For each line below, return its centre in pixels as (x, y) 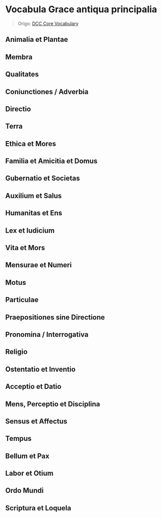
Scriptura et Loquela (38, 508)
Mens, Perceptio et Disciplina (53, 404)
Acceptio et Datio (33, 387)
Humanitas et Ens (34, 213)
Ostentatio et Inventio (40, 369)
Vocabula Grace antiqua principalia (81, 9)
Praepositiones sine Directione (55, 317)
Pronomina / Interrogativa (47, 335)
